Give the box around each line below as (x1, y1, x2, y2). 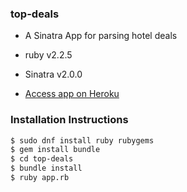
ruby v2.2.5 (24, 49, 73, 61)
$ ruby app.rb (10, 173, 70, 183)
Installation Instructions (10, 113, 129, 127)
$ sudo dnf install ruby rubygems (10, 135, 155, 146)
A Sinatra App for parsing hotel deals (24, 30, 178, 42)
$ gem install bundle (10, 145, 101, 155)
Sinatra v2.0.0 (24, 68, 83, 81)
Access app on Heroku (24, 88, 120, 100)
